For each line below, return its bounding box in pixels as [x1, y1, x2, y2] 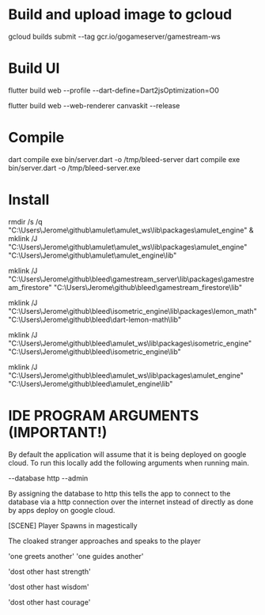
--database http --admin [8, 473, 89, 483]
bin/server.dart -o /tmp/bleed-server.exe [8, 163, 141, 172]
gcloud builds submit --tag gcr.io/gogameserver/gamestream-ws [8, 32, 221, 41]
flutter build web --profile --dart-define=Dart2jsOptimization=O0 [8, 85, 220, 95]
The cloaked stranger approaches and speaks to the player [8, 536, 201, 545]
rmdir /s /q [8, 217, 43, 226]
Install [8, 191, 50, 209]
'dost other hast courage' [8, 597, 91, 606]
